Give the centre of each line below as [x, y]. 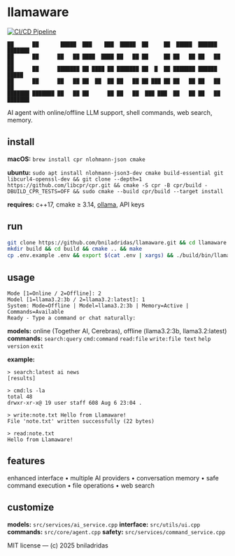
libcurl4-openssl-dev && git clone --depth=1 [74, 179]
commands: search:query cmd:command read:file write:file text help [109, 338]
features [26, 461]
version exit [26, 347]
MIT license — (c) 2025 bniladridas [58, 545]
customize [31, 507]
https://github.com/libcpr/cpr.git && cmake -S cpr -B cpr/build [104, 185]
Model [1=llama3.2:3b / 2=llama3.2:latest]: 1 [76, 300]
